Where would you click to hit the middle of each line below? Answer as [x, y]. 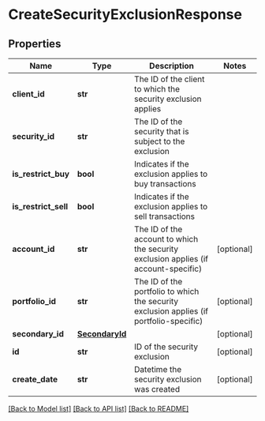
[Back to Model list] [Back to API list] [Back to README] [99, 409]
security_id [34, 136]
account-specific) [168, 269]
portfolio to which [166, 291]
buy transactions [165, 184]
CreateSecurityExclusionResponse [125, 15]
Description [172, 66]
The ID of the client [169, 79]
